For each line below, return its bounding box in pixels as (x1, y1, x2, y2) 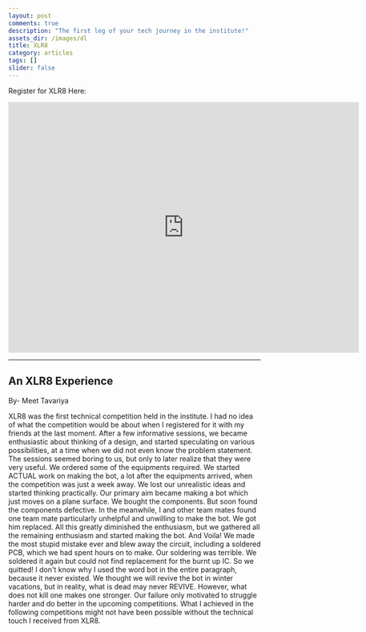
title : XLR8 (8, 42, 48, 50)
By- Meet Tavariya (8, 395, 70, 405)
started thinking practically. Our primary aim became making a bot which (8, 488, 248, 497)
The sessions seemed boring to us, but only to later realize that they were (8, 454, 251, 464)
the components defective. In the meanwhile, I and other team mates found (8, 504, 256, 514)
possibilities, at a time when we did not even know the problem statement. (8, 445, 253, 455)
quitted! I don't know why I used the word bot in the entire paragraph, (8, 565, 238, 574)
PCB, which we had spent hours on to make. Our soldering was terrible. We (8, 547, 257, 557)
